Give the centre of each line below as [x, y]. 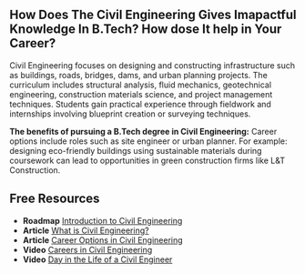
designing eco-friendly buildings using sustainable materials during [136, 150]
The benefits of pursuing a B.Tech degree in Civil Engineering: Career [143, 131]
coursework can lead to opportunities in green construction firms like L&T [147, 160]
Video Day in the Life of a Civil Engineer [97, 259]
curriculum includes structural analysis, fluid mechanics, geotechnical [140, 85]
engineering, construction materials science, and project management [141, 94]
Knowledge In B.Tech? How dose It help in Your [146, 30]
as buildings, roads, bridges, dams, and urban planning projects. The [139, 75]
